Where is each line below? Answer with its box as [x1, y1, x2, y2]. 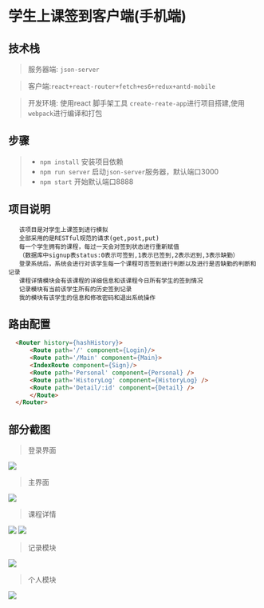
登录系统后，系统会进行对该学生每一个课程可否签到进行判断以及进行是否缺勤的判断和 [18, 259, 257, 268]
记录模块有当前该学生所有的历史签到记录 [18, 285, 132, 293]
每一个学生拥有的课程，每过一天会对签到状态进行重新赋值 [18, 242, 179, 250]
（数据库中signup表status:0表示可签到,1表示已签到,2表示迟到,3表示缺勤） [18, 251, 239, 259]
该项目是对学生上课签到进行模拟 [18, 226, 108, 234]
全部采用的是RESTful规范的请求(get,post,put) [18, 234, 160, 242]
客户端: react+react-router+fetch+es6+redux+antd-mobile [27, 82, 216, 90]
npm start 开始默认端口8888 [39, 177, 134, 186]
